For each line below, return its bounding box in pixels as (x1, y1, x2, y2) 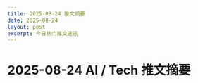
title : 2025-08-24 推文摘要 (7, 10, 86, 18)
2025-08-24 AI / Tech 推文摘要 (7, 63, 191, 78)
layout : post (7, 23, 46, 30)
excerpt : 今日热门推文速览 (7, 30, 78, 37)
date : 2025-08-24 (7, 17, 58, 24)
